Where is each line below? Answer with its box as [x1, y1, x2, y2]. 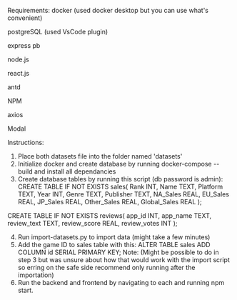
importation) [17, 271, 55, 279]
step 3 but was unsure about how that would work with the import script [17, 256, 230, 264]
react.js [7, 69, 30, 77]
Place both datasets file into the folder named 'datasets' [17, 152, 183, 160]
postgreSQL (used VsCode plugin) [7, 28, 109, 36]
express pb [7, 41, 41, 49]
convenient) [7, 14, 43, 22]
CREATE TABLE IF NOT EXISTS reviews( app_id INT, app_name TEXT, [7, 211, 212, 220]
